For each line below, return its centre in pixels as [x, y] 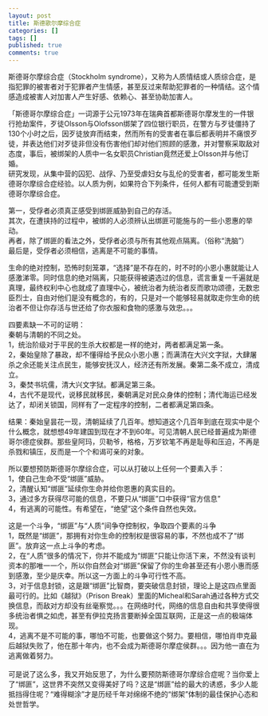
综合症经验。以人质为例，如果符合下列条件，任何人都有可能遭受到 [144, 184]
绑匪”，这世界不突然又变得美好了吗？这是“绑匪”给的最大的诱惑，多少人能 [138, 684]
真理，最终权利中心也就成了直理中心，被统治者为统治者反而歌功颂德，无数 [130, 288]
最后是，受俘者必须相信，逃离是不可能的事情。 [85, 250]
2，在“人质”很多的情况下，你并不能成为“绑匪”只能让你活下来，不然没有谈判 [132, 556]
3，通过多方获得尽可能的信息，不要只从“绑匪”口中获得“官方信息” [114, 498]
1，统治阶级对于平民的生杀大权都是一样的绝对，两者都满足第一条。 [118, 344]
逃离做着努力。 [33, 656]
